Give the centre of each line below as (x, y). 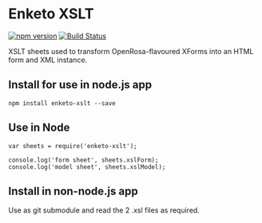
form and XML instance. (48, 60)
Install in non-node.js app (73, 191)
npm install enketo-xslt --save (62, 103)
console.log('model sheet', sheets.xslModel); (87, 167)
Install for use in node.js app (80, 85)
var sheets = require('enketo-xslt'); (73, 146)
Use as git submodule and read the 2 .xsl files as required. (104, 210)
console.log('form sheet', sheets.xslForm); (83, 160)
